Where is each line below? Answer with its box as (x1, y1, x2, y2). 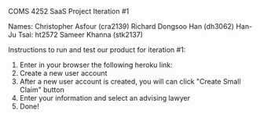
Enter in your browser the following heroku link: (19, 60, 173, 69)
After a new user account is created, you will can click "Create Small (19, 77, 241, 86)
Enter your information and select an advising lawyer (19, 94, 191, 102)
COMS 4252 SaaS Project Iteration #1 (8, 7, 130, 16)
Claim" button (19, 85, 64, 94)
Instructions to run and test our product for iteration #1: (8, 45, 186, 54)
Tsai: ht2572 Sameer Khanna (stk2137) (18, 30, 144, 39)
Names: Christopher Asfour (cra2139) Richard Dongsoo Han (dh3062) (8, 22, 234, 30)
